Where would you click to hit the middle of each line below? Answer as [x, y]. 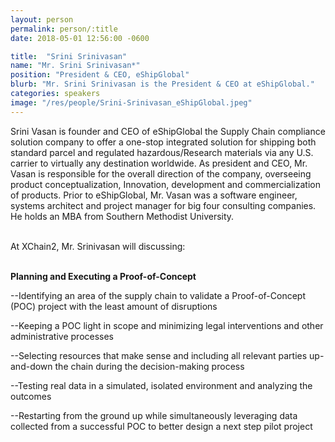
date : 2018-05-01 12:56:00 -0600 [80, 38]
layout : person [42, 19]
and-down [31, 366]
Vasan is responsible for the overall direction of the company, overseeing [161, 173]
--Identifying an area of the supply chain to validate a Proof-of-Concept [158, 295]
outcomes [31, 396]
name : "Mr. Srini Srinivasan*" [75, 66]
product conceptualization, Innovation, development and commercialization [165, 184]
